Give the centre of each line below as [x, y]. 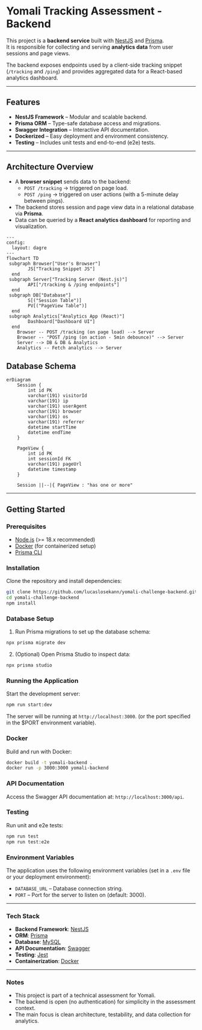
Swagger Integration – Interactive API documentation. [82, 129]
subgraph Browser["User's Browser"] [55, 264]
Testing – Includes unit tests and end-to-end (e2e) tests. [85, 142]
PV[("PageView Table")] [57, 306]
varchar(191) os [48, 417]
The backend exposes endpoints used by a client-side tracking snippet [94, 65]
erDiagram [19, 380]
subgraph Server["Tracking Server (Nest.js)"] [68, 279]
